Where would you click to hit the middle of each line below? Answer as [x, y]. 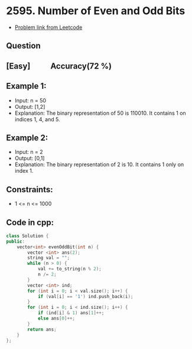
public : [16, 241]
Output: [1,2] [30, 106]
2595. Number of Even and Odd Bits [96, 11]
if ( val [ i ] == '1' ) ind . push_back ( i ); [85, 296]
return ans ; [42, 329]
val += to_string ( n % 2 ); [69, 269]
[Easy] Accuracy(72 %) [59, 66]
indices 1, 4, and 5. [37, 119]
